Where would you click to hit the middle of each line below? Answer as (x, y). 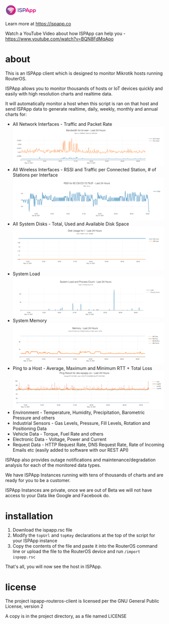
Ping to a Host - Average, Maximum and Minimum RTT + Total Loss (82, 368)
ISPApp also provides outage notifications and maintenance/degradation (80, 460)
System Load (26, 274)
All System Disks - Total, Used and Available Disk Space (71, 224)
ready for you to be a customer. (38, 481)
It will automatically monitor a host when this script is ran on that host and (82, 104)
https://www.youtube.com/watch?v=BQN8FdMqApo (60, 39)
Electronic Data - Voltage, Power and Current (60, 440)
